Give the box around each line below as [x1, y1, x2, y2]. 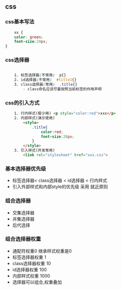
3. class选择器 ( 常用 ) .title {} [14, 82, 78, 87]
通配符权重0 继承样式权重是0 [12, 248, 72, 254]
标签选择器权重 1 [12, 254, 46, 260]
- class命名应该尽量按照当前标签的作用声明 [23, 87, 102, 92]
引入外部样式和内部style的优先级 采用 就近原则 [12, 184, 108, 190]
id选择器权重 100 [12, 267, 47, 273]
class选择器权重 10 [12, 260, 51, 266]
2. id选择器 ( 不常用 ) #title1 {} [14, 78, 77, 83]
